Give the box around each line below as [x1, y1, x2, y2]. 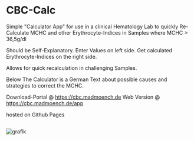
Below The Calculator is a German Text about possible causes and [6, 76, 167, 83]
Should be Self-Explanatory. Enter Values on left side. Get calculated [6, 46, 173, 53]
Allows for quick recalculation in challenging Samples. [6, 64, 137, 71]
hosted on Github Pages [6, 111, 65, 118]
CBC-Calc [6, 4, 56, 17]
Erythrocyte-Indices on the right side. [6, 53, 97, 60]
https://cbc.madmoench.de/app [6, 99, 84, 106]
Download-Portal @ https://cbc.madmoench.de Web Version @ [6, 93, 160, 100]
